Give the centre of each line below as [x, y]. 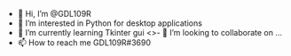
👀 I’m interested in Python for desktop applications [110, 23]
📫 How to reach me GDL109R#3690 [84, 43]
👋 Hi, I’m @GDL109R [54, 14]
